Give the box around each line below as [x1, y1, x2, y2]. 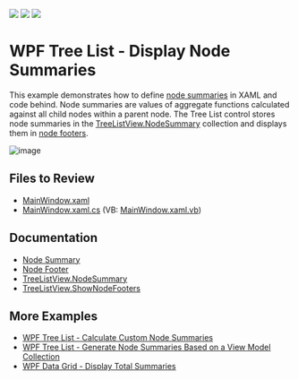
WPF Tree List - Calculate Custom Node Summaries [21, 332, 213, 343]
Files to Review [9, 171, 96, 186]
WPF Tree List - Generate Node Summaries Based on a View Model [21, 341, 271, 353]
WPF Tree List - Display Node [9, 41, 231, 62]
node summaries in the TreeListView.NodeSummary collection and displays [9, 117, 287, 129]
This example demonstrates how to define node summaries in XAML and [9, 90, 277, 100]
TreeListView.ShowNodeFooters [21, 282, 141, 293]
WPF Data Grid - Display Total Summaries [21, 361, 176, 372]
